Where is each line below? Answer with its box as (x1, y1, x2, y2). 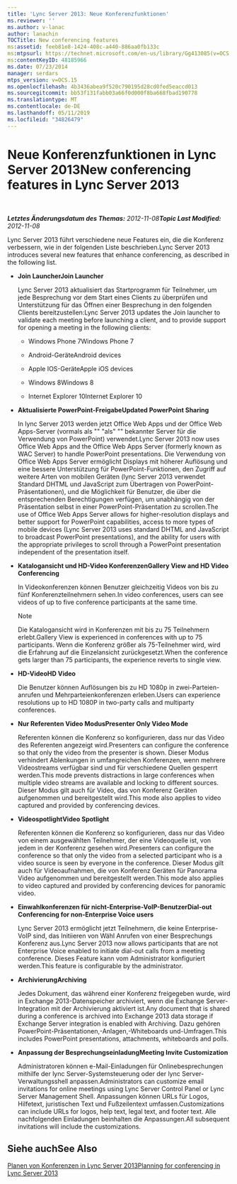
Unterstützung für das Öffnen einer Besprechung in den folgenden (17, 300, 212, 309)
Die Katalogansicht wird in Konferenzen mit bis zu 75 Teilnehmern (17, 625, 210, 634)
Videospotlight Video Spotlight (17, 814, 110, 823)
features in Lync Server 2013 (7, 177, 180, 192)
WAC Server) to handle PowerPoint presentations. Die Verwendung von (17, 449, 226, 458)
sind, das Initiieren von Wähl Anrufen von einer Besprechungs (33, 931, 213, 940)
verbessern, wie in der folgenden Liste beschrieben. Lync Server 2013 (7, 243, 210, 251)
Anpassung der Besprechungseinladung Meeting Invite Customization (17, 1048, 229, 1056)
